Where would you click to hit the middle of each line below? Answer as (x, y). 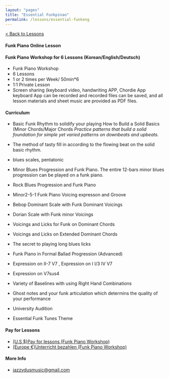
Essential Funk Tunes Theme (43, 318)
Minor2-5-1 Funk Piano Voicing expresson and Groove (69, 195)
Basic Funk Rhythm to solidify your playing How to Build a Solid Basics (86, 124)
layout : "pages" (22, 10)
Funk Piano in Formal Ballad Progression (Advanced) (67, 254)
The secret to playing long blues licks (52, 244)
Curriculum (18, 112)
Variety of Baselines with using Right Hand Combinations (72, 283)
